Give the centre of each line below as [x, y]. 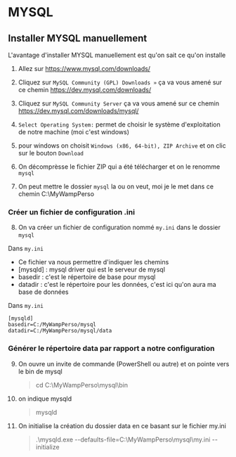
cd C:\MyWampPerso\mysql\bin [82, 385]
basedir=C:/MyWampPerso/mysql [52, 325]
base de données [43, 292]
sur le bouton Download [51, 153]
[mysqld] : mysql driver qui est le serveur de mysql [92, 270]
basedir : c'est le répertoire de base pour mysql [87, 277]
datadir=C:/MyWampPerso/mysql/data [60, 331]
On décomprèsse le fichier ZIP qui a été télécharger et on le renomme [119, 167]
